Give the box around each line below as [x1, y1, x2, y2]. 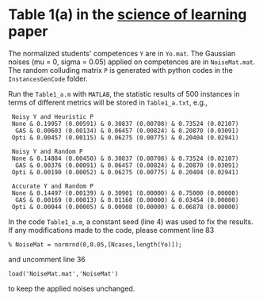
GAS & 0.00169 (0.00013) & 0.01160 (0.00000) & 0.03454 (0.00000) [15, 196, 239, 204]
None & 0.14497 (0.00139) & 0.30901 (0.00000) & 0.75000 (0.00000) [11, 189, 239, 197]
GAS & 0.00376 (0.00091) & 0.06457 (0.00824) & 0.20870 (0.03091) [15, 161, 239, 170]
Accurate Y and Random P [11, 182, 93, 190]
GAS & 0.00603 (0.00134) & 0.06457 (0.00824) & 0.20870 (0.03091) [15, 127, 239, 135]
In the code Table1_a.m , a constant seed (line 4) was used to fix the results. [8, 216, 253, 227]
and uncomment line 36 [8, 254, 86, 264]
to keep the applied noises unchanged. [8, 284, 135, 293]
